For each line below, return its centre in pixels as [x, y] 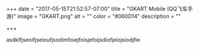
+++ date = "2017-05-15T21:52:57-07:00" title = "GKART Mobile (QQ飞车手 [99, 9]
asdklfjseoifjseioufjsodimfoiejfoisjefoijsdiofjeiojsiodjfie [73, 40]
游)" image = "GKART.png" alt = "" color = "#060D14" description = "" [93, 16]
